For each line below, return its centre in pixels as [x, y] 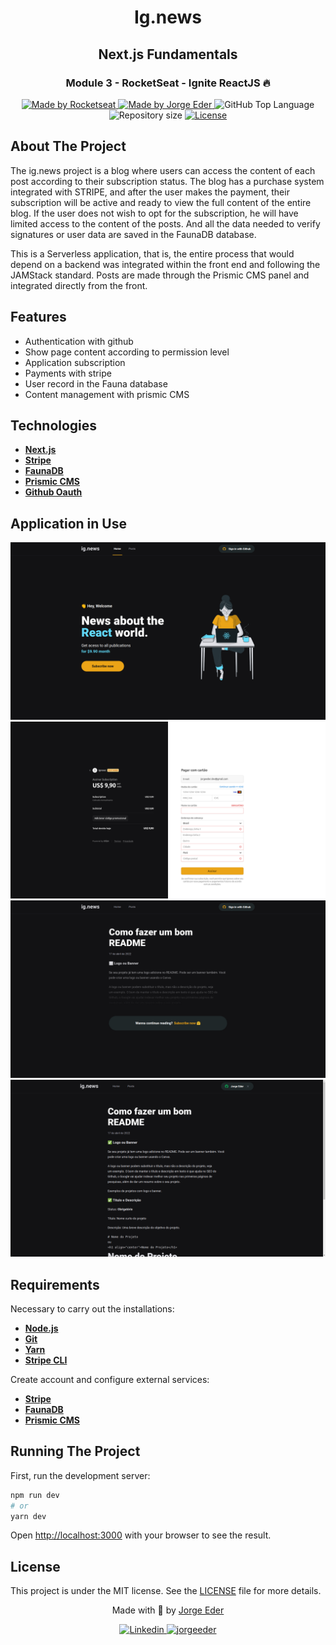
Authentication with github [79, 341]
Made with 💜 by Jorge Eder [168, 1610]
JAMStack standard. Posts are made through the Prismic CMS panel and [160, 275]
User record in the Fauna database [96, 383]
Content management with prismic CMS [107, 394]
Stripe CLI [46, 1360]
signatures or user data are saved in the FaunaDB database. [133, 234]
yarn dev [28, 1516]
